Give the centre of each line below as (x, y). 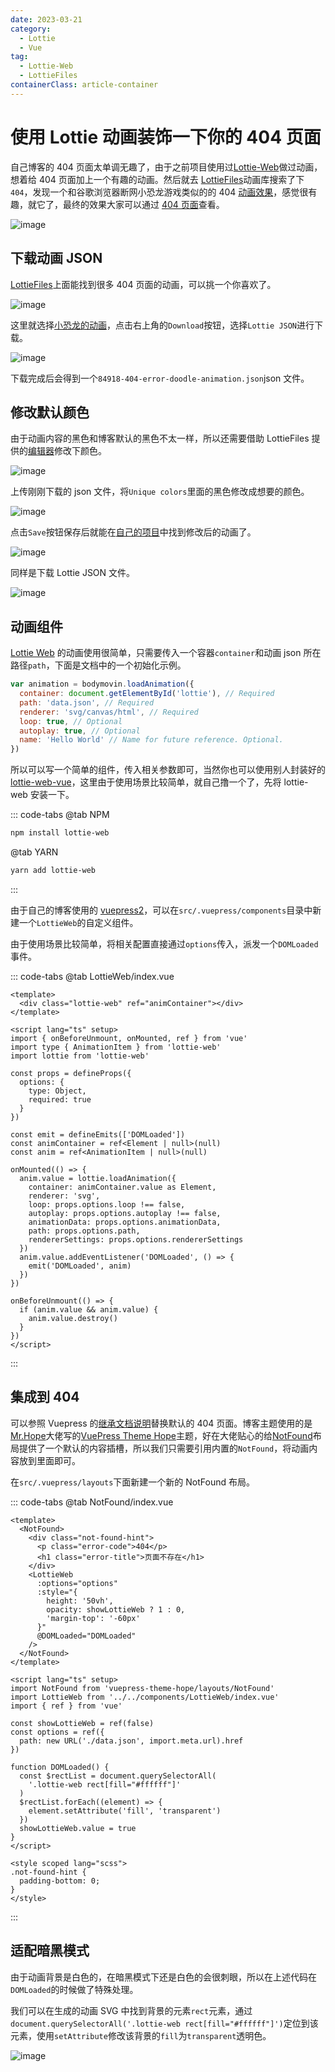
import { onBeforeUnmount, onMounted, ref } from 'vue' (129, 1038)
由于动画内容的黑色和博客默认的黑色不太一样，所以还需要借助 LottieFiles (160, 438)
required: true (60, 1099)
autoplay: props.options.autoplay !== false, (125, 1213)
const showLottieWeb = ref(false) (82, 1723)
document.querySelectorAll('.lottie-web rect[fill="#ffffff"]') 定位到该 (164, 2023)
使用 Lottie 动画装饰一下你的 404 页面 (166, 137)
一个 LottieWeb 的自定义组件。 (78, 922)
